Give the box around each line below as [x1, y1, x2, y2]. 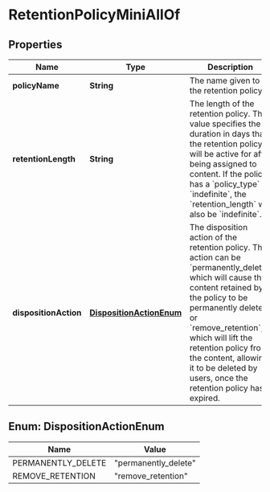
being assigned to [189, 158, 257, 170]
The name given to [189, 75, 260, 86]
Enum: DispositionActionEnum [8, 420, 165, 433]
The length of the [189, 98, 255, 109]
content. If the [189, 169, 243, 179]
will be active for [189, 149, 252, 159]
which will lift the [189, 332, 253, 343]
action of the [189, 232, 238, 243]
